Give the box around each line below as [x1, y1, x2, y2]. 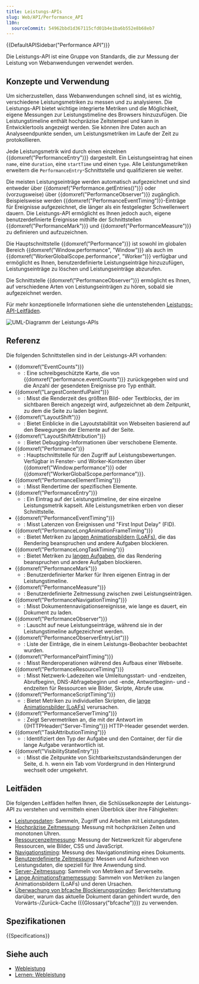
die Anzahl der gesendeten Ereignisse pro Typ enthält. [23, 382, 156, 389]
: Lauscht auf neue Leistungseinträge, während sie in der [23, 621, 163, 629]
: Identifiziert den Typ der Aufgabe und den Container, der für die [23, 735, 182, 742]
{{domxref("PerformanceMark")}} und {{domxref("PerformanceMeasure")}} [6, 222, 192, 230]
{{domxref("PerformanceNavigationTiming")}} [14, 596, 127, 603]
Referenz [6, 336, 41, 346]
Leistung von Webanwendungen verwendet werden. [6, 59, 134, 66]
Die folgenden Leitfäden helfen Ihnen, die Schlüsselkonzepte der [6, 799, 164, 807]
